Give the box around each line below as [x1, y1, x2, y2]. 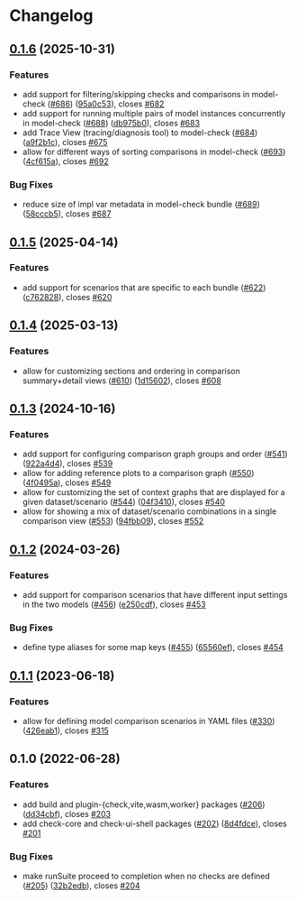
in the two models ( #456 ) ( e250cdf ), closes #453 [22, 599, 207, 610]
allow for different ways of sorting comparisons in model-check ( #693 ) [22, 146, 286, 157]
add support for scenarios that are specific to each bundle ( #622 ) [22, 281, 266, 293]
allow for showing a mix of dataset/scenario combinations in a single [22, 506, 277, 517]
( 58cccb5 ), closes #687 [22, 208, 112, 219]
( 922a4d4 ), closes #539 [22, 458, 113, 469]
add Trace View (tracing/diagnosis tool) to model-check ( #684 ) [22, 127, 258, 138]
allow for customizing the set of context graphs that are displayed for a [22, 487, 285, 498]
